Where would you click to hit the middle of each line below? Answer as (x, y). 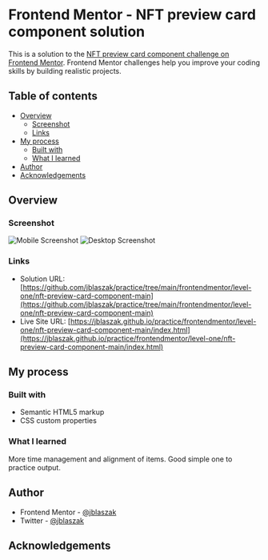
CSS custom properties (58, 421)
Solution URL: (42, 279)
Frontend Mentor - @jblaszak (68, 512)
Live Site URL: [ (45, 321)
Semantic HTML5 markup (62, 412)
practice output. (35, 467)
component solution (77, 32)
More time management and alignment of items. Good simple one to (120, 459)
